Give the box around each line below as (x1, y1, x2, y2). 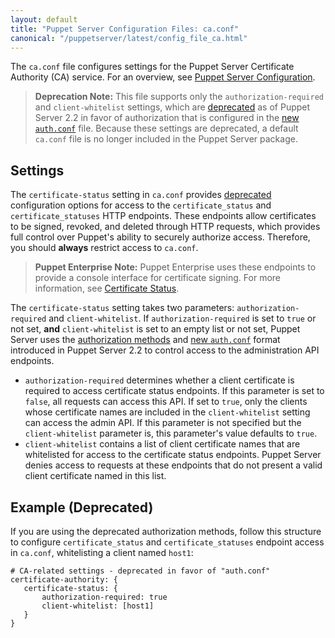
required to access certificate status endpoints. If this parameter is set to (24, 385, 325, 397)
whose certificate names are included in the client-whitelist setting (24, 406, 311, 418)
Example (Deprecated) (10, 499, 154, 516)
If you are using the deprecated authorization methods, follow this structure (10, 526, 322, 537)
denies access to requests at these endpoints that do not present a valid (24, 459, 323, 471)
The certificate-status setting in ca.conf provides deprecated (10, 189, 272, 201)
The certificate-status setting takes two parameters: (10, 302, 235, 314)
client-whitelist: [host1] (41, 601, 155, 611)
